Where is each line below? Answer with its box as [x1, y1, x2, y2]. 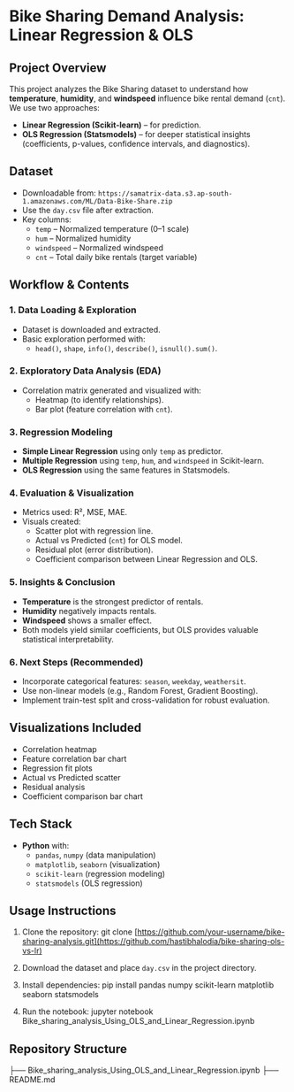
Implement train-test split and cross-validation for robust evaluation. [21, 695, 270, 705]
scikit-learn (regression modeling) [34, 868, 166, 879]
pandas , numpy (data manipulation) [34, 850, 156, 860]
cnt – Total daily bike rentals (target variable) [34, 251, 198, 262]
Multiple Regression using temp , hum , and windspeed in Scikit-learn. [21, 456, 265, 466]
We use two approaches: [9, 103, 100, 112]
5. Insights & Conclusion [9, 576, 116, 588]
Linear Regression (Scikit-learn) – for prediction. [21, 119, 201, 130]
